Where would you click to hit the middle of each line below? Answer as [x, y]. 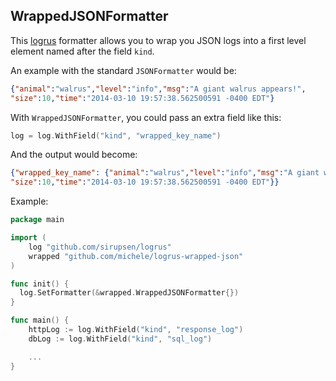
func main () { [40, 320]
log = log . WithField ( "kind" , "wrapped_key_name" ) [116, 135]
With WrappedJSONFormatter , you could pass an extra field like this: [146, 117]
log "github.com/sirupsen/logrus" [100, 247]
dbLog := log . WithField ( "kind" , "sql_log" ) [120, 339]
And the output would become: [74, 155]
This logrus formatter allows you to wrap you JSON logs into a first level [158, 40]
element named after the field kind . [82, 51]
